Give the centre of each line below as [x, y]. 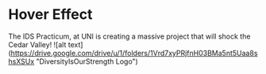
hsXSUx [21, 61]
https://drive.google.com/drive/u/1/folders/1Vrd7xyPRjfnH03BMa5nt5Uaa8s [134, 53]
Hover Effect [50, 15]
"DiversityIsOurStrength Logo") [87, 61]
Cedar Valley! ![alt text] [46, 44]
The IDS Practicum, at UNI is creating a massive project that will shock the [129, 36]
